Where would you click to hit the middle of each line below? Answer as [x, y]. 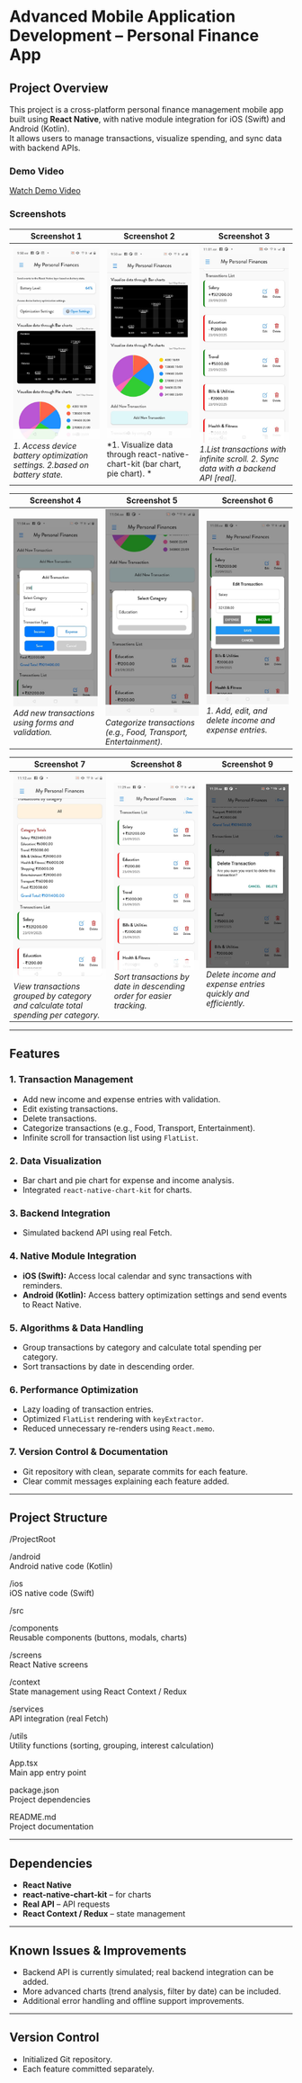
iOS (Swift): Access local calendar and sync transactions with [137, 1276]
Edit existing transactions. [70, 1109]
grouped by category [52, 995]
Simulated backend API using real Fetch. [97, 1233]
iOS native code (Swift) [52, 1594]
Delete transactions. [59, 1118]
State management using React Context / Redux [98, 1692]
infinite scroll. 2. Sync [239, 459]
